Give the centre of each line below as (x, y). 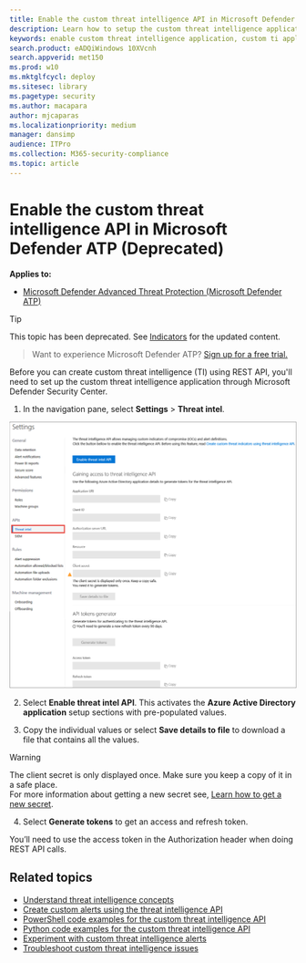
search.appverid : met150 (56, 58)
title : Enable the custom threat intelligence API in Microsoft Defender (153, 19)
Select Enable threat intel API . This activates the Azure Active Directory (159, 702)
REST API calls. (38, 849)
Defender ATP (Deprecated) (117, 249)
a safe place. (33, 784)
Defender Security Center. (58, 391)
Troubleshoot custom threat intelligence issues (110, 947)
